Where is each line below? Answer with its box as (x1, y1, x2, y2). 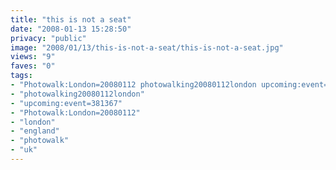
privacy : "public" (10, 33, 87, 43)
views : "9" (10, 52, 56, 62)
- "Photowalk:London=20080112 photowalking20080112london (10, 80, 257, 90)
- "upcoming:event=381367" (10, 98, 123, 108)
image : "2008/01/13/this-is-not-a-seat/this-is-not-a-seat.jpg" (10, 42, 284, 53)
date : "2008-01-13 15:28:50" (10, 24, 132, 34)
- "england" (10, 126, 60, 136)
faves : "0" (10, 61, 56, 71)
